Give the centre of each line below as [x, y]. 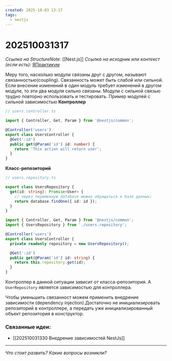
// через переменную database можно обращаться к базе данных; [83, 196]
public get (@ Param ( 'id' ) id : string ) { [52, 258]
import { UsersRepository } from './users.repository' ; [66, 225]
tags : [11, 15]
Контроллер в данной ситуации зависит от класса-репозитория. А [78, 282]
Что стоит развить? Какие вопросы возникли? [56, 353]
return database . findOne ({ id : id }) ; [56, 201]
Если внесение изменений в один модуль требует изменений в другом [83, 86]
